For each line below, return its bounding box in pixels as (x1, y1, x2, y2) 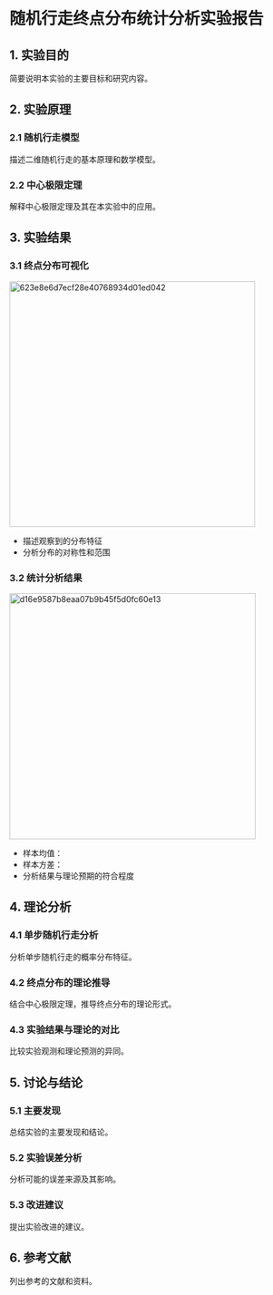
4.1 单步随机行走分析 (9, 929, 99, 941)
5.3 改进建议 (9, 1199, 63, 1212)
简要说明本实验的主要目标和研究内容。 (9, 73, 152, 83)
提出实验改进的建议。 (9, 1221, 89, 1232)
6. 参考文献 (9, 1250, 72, 1265)
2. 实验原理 (9, 102, 72, 118)
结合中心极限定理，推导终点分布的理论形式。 (9, 998, 177, 1009)
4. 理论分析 (9, 900, 72, 915)
